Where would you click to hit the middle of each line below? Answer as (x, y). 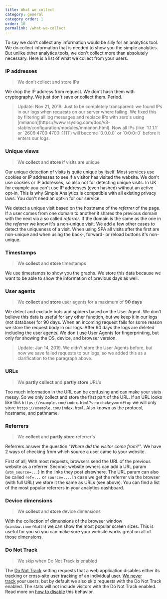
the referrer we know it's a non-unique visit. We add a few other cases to (80, 224)
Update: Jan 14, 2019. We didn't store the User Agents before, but (85, 348)
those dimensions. (24, 537)
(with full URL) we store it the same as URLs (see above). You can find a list (83, 482)
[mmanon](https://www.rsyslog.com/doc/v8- (64, 122)
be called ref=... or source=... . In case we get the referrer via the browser (83, 477)
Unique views (22, 151)
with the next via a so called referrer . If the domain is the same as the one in (83, 218)
